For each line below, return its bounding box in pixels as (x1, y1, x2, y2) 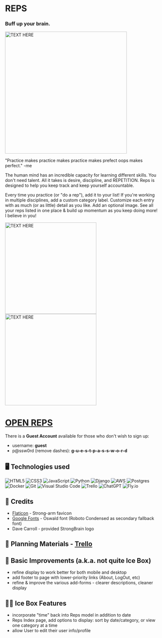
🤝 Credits (5, 497, 34, 505)
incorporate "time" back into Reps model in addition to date (12, 612, 131, 618)
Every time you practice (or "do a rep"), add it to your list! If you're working (5, 192, 155, 198)
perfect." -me (5, 163, 32, 169)
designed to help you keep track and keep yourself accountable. (5, 182, 134, 188)
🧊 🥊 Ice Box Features (5, 599, 67, 607)
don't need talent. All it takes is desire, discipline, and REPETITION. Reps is (5, 178, 155, 183)
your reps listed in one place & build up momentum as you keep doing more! (5, 208, 158, 214)
